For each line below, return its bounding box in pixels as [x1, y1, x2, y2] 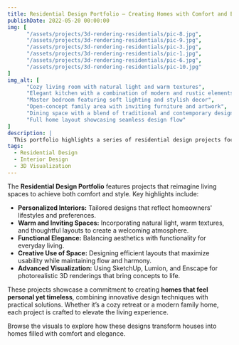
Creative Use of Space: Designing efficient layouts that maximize [17, 248, 210, 257]
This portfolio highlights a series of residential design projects [14, 136, 221, 143]
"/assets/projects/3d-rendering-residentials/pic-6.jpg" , [26, 57, 202, 64]
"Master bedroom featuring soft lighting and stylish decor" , [26, 97, 215, 104]
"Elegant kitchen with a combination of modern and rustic [26, 90, 205, 97]
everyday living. [17, 241, 65, 250]
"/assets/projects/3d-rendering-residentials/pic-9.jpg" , [26, 37, 202, 44]
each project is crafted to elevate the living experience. [7, 307, 169, 317]
